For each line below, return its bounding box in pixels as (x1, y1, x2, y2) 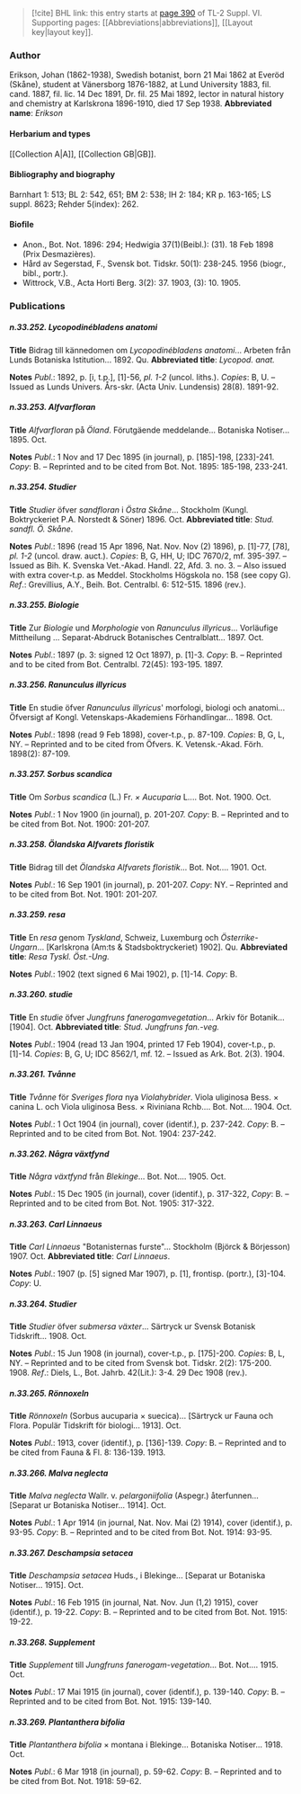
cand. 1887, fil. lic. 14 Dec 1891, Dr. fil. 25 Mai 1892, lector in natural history (9, 89, 285, 100)
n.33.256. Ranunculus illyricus (9, 679, 128, 691)
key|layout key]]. (31, 27, 93, 37)
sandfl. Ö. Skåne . (9, 523, 74, 534)
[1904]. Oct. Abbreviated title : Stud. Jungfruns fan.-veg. (9, 1021, 220, 1032)
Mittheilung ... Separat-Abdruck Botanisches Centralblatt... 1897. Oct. (9, 631, 264, 642)
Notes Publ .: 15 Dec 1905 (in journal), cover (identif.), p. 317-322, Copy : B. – (9, 1189, 289, 1200)
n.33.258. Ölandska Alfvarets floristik (9, 839, 155, 850)
